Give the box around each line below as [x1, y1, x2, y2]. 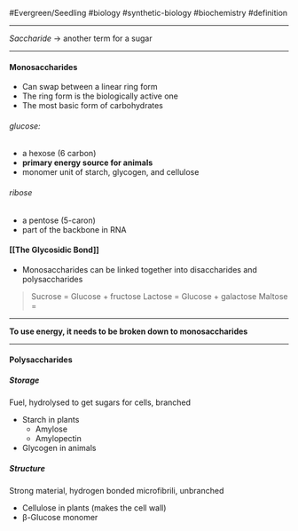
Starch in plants [21, 415, 80, 425]
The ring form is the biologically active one [21, 91, 179, 101]
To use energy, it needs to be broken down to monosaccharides [9, 326, 248, 337]
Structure [9, 463, 46, 473]
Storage [9, 375, 40, 385]
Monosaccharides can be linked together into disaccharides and [21, 264, 257, 274]
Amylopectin [35, 433, 82, 444]
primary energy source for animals [21, 157, 153, 168]
